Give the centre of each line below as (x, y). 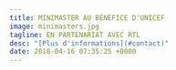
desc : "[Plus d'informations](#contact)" (89, 43)
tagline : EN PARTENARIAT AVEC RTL (75, 35)
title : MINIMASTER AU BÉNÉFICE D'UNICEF (88, 18)
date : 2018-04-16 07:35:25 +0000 (73, 52)
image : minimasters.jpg (55, 26)
